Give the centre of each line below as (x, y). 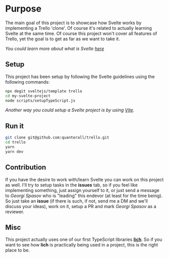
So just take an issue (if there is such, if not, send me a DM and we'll (76, 201)
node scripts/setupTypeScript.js (40, 101)
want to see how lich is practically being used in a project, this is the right (82, 245)
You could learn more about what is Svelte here (55, 48)
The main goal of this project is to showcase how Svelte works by (73, 23)
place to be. (18, 250)
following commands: (27, 82)
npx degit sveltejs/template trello (44, 91)
